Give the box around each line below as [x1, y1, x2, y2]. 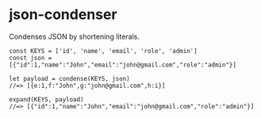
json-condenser [9, 6, 117, 24]
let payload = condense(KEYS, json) [9, 74, 130, 82]
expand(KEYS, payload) [9, 95, 84, 104]
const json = [9, 54, 52, 62]
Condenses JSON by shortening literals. [9, 32, 140, 41]
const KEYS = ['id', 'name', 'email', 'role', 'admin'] [9, 47, 198, 55]
